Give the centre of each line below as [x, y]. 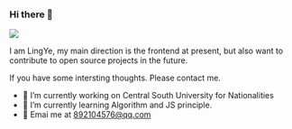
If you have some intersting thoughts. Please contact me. [115, 78]
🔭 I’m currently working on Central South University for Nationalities [148, 96]
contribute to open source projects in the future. [99, 60]
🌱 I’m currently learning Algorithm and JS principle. [117, 105]
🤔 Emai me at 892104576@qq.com [87, 115]
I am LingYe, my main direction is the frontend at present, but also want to [146, 51]
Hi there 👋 [32, 14]
